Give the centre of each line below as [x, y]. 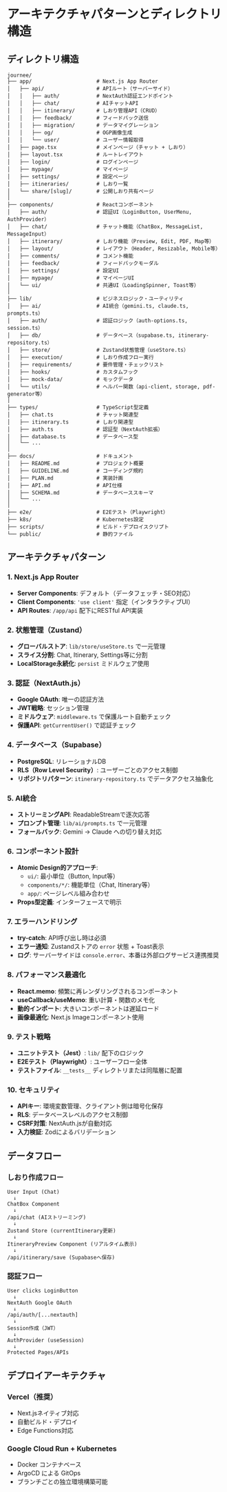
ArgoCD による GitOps [49, 1473]
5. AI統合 [22, 798]
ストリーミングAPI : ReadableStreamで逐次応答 [83, 814]
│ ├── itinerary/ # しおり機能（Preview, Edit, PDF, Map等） [111, 242]
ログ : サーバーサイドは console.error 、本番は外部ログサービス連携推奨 [118, 955]
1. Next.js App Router [43, 577]
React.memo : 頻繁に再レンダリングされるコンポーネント [98, 991]
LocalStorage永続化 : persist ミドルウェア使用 [83, 663]
